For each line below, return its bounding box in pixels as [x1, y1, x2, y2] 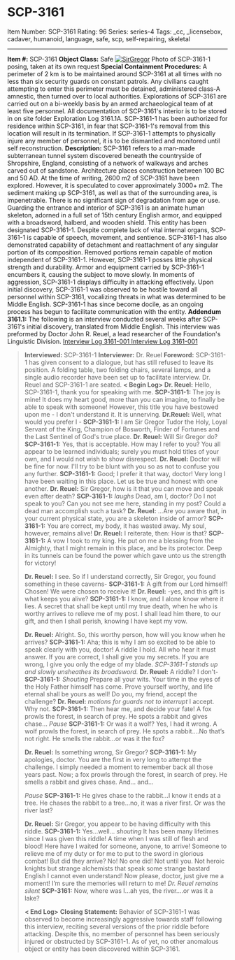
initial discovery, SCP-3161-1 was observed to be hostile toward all [7, 285, 198, 294]
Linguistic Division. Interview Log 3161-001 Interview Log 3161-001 [7, 337, 198, 345]
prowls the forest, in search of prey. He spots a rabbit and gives [24, 712, 208, 720]
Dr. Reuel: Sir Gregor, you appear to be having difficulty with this [24, 819, 211, 828]
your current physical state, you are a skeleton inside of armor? [24, 514, 207, 522]
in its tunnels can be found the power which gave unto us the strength [24, 551, 227, 559]
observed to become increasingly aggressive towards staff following [24, 915, 222, 923]
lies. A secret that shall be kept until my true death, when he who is [24, 602, 218, 610]
